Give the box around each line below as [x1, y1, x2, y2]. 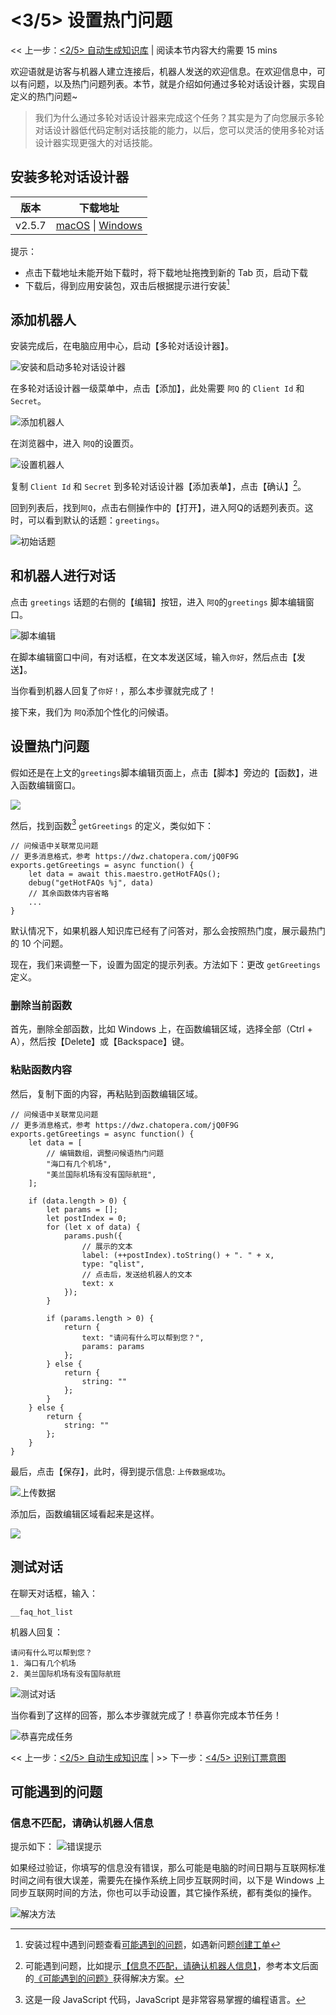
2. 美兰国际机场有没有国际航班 [10, 1669, 122, 1679]
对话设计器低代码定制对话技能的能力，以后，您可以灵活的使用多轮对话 [34, 124, 325, 136]
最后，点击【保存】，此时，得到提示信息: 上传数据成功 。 [10, 1465, 232, 1477]
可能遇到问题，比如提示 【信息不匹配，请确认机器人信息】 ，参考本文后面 [24, 1960, 319, 1972]
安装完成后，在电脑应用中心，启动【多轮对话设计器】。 [10, 340, 234, 352]
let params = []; [46, 1204, 118, 1215]
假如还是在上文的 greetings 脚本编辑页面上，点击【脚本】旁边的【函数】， [10, 766, 310, 778]
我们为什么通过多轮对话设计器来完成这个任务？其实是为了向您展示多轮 [34, 111, 325, 123]
